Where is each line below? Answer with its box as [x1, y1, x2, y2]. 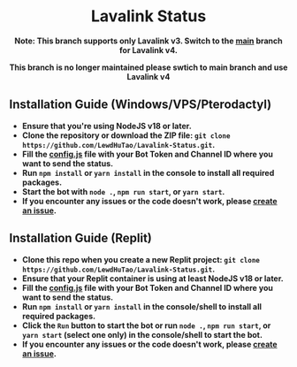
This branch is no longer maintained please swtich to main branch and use [9, 62, 288, 73]
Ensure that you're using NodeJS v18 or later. [21, 120, 192, 131]
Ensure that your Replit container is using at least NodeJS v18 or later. [21, 272, 285, 284]
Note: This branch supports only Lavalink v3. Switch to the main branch [14, 35, 283, 46]
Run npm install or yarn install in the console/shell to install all [21, 301, 263, 311]
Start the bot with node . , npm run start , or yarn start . [21, 186, 225, 196]
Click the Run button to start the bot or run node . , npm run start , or [21, 320, 271, 331]
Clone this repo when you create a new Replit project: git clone [21, 254, 261, 264]
